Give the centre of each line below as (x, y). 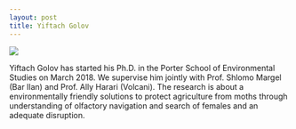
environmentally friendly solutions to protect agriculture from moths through (148, 96)
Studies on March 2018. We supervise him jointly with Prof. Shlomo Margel (145, 77)
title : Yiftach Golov (49, 26)
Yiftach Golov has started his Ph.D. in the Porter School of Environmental (142, 68)
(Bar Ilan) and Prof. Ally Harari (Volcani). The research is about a (127, 86)
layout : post (33, 17)
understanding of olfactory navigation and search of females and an (134, 105)
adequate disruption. (47, 115)
